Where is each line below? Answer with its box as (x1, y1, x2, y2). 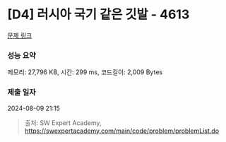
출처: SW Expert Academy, (24, 118, 102, 127)
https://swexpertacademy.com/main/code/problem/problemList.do (24, 126, 220, 135)
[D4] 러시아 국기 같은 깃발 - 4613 (7, 6, 190, 23)
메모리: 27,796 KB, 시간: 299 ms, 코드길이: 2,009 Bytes (7, 68, 163, 76)
